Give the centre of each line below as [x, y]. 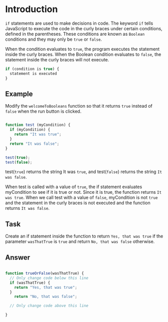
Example [19, 94]
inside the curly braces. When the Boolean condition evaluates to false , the [83, 54]
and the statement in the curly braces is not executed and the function [78, 203]
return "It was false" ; [34, 144]
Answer [18, 257]
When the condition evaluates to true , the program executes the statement [82, 49]
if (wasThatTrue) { [30, 283]
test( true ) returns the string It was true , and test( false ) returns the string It [83, 172]
